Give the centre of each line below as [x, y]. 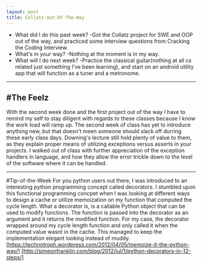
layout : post [23, 12]
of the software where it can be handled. [57, 163]
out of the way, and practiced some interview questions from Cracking [102, 41]
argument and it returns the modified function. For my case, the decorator [98, 219]
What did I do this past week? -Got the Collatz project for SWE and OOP [104, 34]
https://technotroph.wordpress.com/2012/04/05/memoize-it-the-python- [99, 245]
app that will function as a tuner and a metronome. [77, 73]
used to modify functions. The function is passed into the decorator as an [97, 213]
